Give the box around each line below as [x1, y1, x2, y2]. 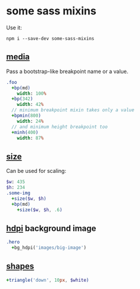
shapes [6, 261, 35, 272]
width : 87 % [17, 135, 44, 141]
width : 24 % [17, 118, 44, 124]
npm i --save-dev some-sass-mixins [6, 35, 95, 41]
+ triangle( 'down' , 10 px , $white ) [6, 277, 89, 283]
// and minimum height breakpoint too [11, 124, 108, 130]
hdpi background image [6, 223, 97, 233]
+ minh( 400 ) [11, 129, 39, 135]
